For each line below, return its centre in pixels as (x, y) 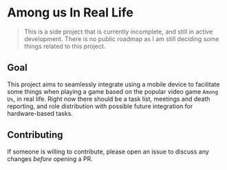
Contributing (35, 135)
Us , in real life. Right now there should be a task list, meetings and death (109, 99)
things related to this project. (65, 46)
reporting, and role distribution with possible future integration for (100, 106)
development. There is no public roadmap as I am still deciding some (121, 38)
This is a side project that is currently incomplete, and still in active (118, 32)
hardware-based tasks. (40, 113)
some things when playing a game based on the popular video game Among (113, 91)
